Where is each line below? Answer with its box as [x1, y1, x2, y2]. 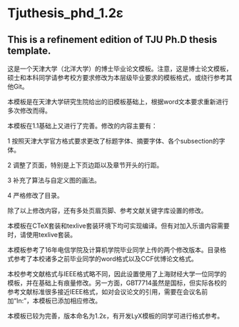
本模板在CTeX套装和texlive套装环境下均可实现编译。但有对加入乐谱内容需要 [7, 221, 230, 230]
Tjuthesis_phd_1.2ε [7, 5, 123, 21]
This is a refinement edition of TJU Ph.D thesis [7, 34, 218, 46]
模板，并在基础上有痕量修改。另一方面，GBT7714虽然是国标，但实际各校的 [7, 278, 227, 287]
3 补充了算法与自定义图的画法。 [7, 176, 101, 184]
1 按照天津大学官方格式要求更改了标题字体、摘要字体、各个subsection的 [7, 137, 220, 145]
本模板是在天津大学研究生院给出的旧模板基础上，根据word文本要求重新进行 [7, 98, 229, 106]
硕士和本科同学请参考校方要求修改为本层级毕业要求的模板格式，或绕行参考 [7, 74, 226, 81]
